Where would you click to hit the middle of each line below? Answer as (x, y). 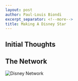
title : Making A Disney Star (36, 24)
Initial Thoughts (30, 44)
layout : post (19, 10)
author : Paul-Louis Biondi (33, 15)
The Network (26, 62)
